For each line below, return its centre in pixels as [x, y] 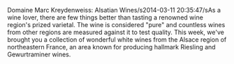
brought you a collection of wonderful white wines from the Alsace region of [117, 40]
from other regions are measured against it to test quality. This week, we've [116, 32]
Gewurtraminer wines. [39, 54]
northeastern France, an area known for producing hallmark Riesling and [111, 47]
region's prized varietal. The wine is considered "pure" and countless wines [116, 25]
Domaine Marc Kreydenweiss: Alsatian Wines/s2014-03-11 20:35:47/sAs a [114, 10]
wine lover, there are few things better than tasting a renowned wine [105, 17]
